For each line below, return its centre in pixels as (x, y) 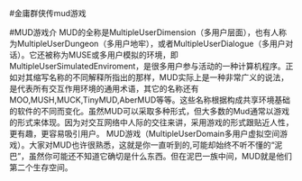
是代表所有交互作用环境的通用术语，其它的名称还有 (104, 89)
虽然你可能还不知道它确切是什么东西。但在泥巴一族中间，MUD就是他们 (160, 156)
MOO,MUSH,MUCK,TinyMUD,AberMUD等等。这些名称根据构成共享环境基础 (150, 100)
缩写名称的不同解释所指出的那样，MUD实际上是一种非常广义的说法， (161, 77)
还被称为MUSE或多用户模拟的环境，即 (107, 55)
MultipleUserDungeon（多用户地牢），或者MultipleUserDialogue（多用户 (151, 44)
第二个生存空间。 (41, 167)
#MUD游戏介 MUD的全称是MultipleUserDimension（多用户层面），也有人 (144, 32)
